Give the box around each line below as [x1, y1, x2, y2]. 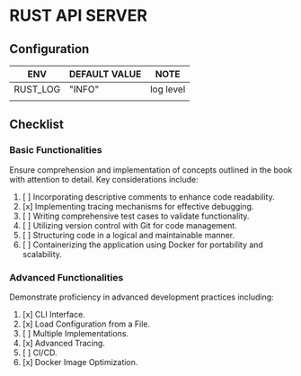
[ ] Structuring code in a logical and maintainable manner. [22, 229, 235, 240]
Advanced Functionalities [9, 271, 124, 283]
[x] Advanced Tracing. [22, 337, 106, 348]
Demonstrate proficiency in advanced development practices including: [9, 291, 274, 302]
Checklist [9, 117, 65, 132]
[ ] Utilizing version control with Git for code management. [22, 219, 238, 230]
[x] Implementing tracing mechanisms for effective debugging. [22, 201, 254, 211]
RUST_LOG [13, 83, 61, 95]
